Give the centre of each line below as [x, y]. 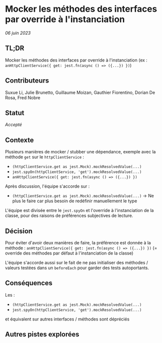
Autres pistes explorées [42, 334]
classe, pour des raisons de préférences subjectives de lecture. [69, 215]
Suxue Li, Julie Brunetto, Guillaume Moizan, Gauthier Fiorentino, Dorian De [80, 92]
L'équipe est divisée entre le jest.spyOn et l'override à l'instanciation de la [80, 211]
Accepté [13, 125]
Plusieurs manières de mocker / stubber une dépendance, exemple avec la [81, 152]
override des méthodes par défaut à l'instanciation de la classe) [69, 253]
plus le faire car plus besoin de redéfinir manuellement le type [75, 201]
